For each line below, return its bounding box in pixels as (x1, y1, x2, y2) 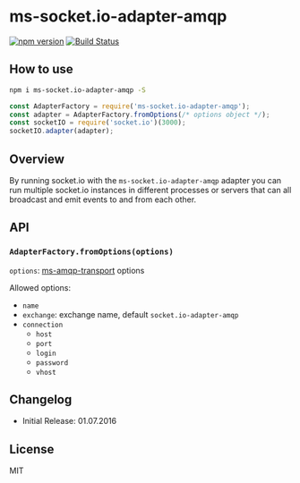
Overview (9, 151, 65, 166)
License (9, 441, 55, 457)
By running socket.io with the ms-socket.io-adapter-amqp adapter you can (9, 174, 282, 185)
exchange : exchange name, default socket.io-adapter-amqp (21, 309, 239, 319)
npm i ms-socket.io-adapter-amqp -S (9, 85, 146, 95)
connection (21, 320, 64, 329)
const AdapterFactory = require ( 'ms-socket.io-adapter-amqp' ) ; (9, 101, 251, 111)
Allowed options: (9, 282, 72, 292)
